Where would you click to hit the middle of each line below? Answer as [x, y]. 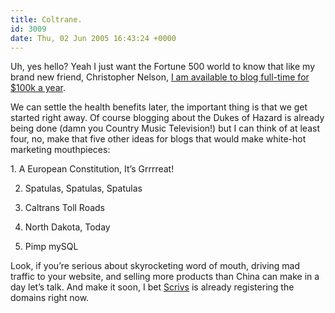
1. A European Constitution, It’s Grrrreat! [92, 169]
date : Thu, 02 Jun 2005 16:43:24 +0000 [93, 38]
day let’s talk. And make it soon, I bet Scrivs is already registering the [152, 287]
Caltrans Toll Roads [65, 208]
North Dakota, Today [67, 227]
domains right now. [50, 298]
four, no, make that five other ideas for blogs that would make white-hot [158, 139]
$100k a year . [38, 88]
